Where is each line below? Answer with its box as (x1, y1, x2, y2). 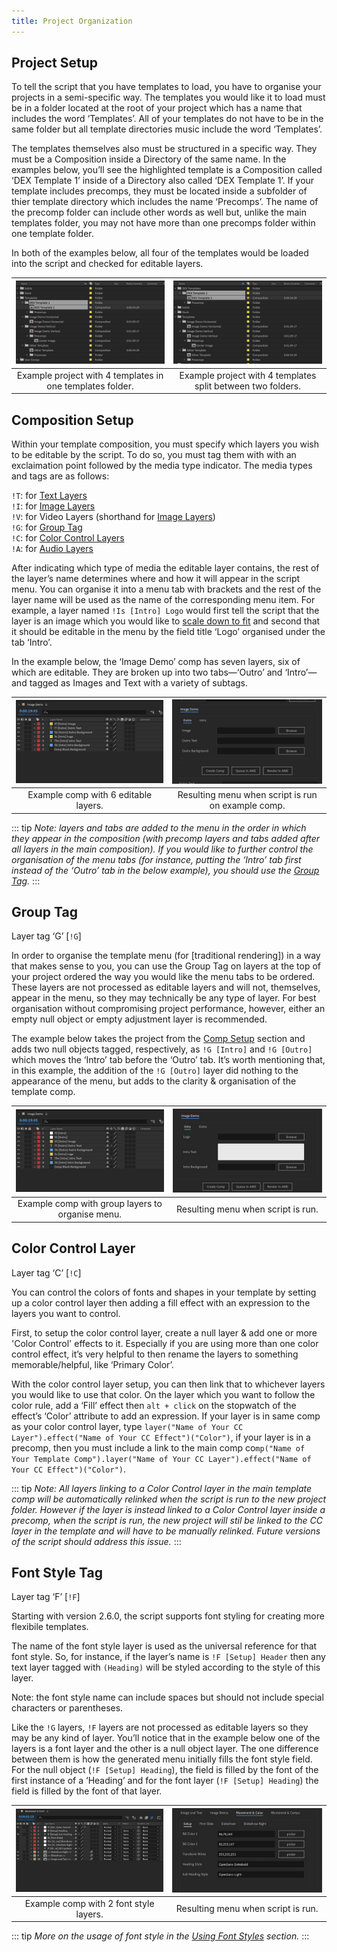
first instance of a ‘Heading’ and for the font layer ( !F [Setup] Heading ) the (11, 1775, 319, 1787)
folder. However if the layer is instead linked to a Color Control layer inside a (11, 1503, 326, 1515)
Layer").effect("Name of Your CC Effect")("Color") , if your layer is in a (11, 1431, 311, 1443)
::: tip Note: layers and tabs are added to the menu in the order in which (11, 821, 307, 834)
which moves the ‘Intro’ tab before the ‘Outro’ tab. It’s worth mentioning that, (11, 1054, 326, 1066)
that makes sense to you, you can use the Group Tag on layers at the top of (11, 960, 322, 972)
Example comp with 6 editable (27, 789, 153, 801)
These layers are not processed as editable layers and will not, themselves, (11, 981, 321, 994)
